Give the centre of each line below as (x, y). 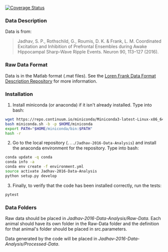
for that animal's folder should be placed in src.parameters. (66, 229)
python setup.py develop (31, 176)
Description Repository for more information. (51, 81)
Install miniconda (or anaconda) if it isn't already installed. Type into (82, 104)
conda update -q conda (29, 157)
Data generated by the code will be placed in (51, 238)
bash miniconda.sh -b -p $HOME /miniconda (49, 124)
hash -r (13, 133)
